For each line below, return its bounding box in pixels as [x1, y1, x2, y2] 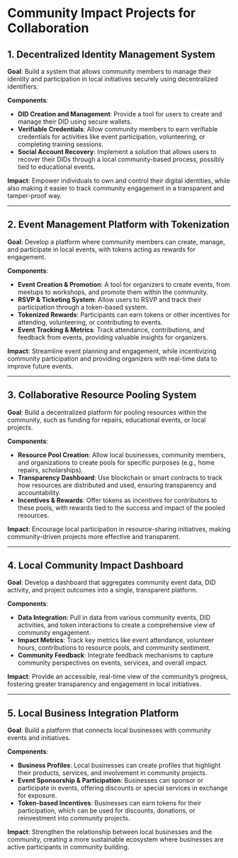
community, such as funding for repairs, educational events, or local [7, 416, 206, 424]
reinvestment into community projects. [17, 814, 130, 822]
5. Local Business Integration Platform [7, 707, 179, 719]
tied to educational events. [17, 163, 96, 171]
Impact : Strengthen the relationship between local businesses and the [7, 827, 212, 836]
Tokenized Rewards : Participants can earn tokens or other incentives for [17, 310, 230, 319]
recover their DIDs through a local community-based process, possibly [17, 155, 225, 163]
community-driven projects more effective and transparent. [7, 532, 181, 541]
